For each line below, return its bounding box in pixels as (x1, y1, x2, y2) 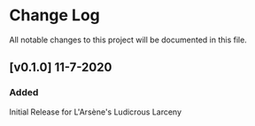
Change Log (9, 5, 100, 26)
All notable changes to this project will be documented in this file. (9, 34, 248, 45)
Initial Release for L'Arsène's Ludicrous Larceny (9, 107, 182, 117)
